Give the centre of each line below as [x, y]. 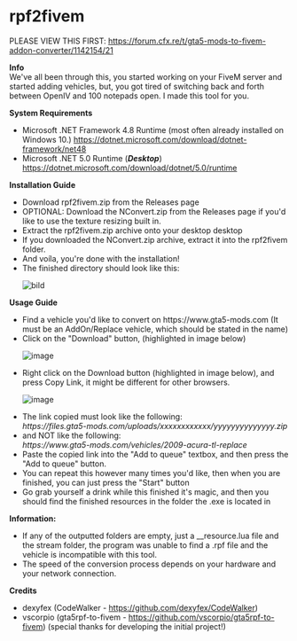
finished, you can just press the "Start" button [106, 482]
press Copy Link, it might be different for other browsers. [126, 382]
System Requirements [51, 113]
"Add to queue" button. [64, 464]
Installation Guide [43, 184]
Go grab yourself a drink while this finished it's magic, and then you [145, 492]
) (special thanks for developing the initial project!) [134, 626]
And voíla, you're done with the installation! [101, 258]
